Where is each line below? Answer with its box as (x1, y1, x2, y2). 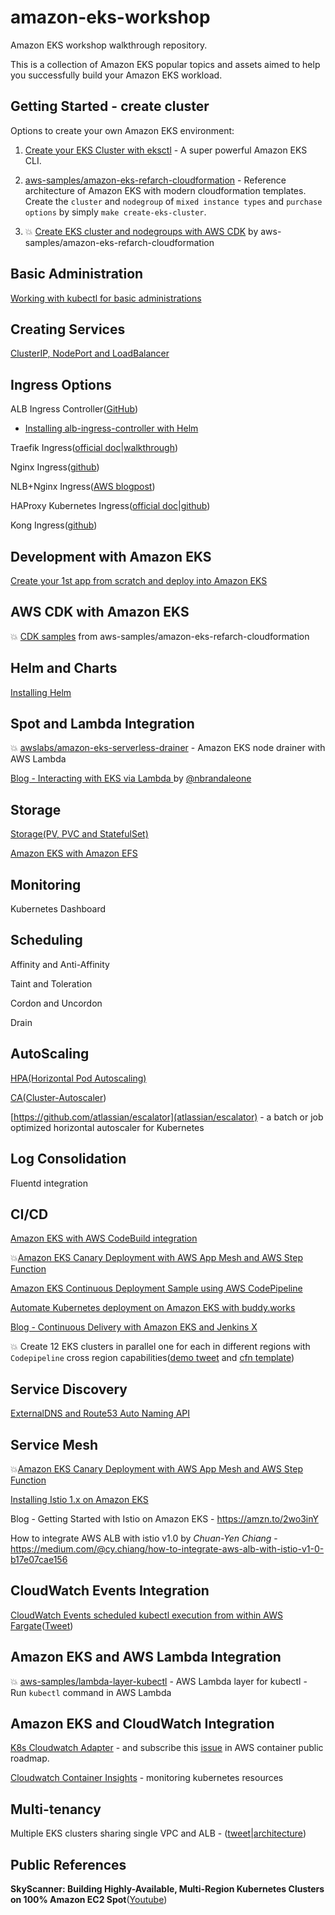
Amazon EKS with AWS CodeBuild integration (10, 1232, 198, 1245)
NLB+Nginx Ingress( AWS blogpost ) (10, 481, 156, 493)
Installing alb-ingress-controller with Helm (24, 422, 199, 435)
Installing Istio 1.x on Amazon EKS (10, 1493, 149, 1505)
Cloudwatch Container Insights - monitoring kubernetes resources (10, 1772, 284, 1784)
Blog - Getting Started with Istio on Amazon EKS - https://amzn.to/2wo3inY (10, 1512, 319, 1525)
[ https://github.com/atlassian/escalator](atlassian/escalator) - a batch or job (10, 1111, 324, 1123)
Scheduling (10, 932, 83, 949)
